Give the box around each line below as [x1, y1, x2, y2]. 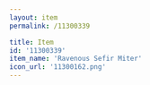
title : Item [9, 38, 54, 47]
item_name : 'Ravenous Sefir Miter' [9, 55, 143, 64]
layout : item [9, 13, 58, 22]
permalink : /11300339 [9, 21, 91, 30]
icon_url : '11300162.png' [9, 63, 106, 72]
